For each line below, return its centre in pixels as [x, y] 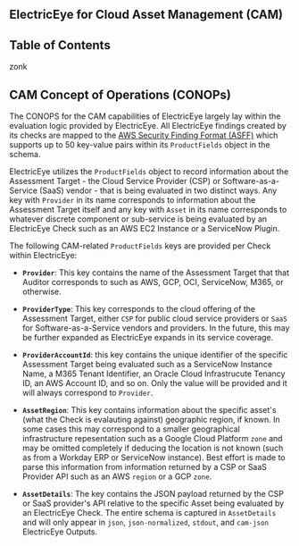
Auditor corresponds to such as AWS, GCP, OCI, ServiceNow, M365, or [153, 282]
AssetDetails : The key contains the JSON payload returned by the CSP [153, 494]
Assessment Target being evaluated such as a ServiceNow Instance [147, 365]
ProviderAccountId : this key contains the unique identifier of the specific [155, 355]
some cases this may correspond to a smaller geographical [131, 429]
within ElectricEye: [43, 256]
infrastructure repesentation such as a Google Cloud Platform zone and [152, 439]
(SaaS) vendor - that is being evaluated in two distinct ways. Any [158, 190]
